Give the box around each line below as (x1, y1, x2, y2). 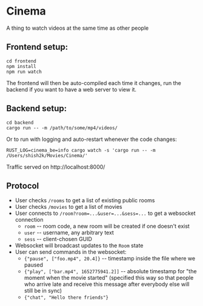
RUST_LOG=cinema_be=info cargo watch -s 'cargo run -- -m (6, 147, 156, 153)
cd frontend (6, 58, 36, 64)
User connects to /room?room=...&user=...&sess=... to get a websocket (15, 209, 196, 217)
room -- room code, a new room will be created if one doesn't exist (24, 223, 190, 230)
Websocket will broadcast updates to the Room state (15, 242, 144, 250)
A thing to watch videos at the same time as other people (6, 24, 149, 32)
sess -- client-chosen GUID (24, 236, 93, 243)
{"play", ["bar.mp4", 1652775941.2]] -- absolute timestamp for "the (24, 268, 197, 275)
